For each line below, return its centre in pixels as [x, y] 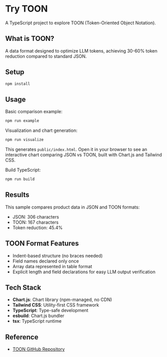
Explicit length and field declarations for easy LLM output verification [84, 272]
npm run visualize [24, 140]
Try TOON [26, 9]
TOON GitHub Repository [38, 349]
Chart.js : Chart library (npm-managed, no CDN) [62, 300]
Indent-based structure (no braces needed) [58, 256]
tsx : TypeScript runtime [37, 321]
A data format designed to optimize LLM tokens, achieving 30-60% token [81, 50]
